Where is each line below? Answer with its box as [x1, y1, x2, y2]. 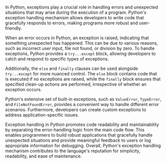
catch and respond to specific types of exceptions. [5, 56, 109, 61]
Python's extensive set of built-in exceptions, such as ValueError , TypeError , [5, 96, 162, 102]
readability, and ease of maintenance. [5, 153, 82, 159]
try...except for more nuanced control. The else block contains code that [5, 71, 157, 76]
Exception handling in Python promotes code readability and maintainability [5, 121, 160, 127]
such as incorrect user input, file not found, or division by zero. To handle [5, 46, 155, 51]
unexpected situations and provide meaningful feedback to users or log [5, 137, 151, 143]
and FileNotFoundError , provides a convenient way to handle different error [5, 102, 160, 107]
